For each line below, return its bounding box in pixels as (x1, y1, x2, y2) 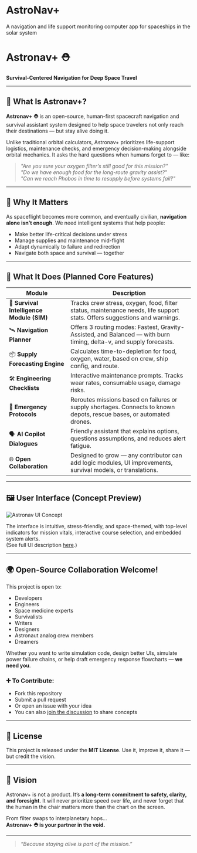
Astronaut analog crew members (14, 631, 94, 639)
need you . (6, 662, 31, 669)
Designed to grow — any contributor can (70, 451, 182, 460)
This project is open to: (6, 583, 62, 590)
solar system (6, 29, 37, 36)
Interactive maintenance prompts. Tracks (70, 372, 184, 380)
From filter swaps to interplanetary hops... (6, 814, 107, 821)
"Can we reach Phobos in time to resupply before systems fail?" (20, 175, 176, 182)
